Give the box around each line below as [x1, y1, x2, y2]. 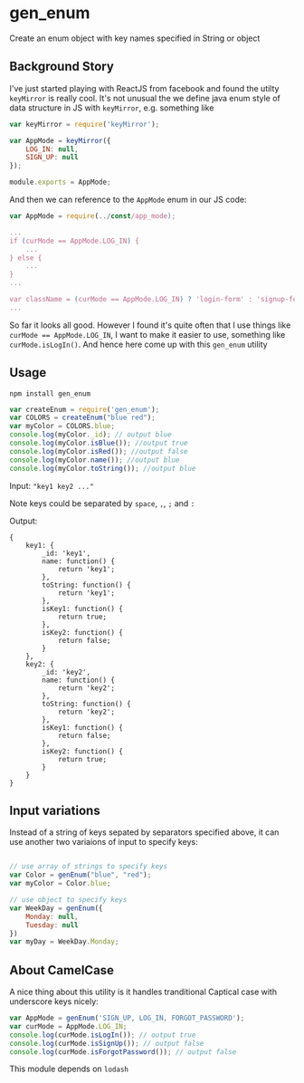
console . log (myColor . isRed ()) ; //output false [9, 446, 188, 455]
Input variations [9, 802, 101, 818]
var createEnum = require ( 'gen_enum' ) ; [9, 405, 160, 414]
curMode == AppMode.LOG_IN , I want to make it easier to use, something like [9, 329, 286, 340]
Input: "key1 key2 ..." [9, 480, 94, 491]
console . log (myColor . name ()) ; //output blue [9, 455, 180, 465]
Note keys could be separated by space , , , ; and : [9, 497, 195, 509]
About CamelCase [9, 963, 115, 978]
